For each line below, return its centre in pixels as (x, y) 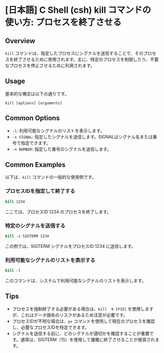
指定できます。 (36, 143)
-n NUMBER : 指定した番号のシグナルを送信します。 (62, 149)
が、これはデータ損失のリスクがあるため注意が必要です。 (70, 315)
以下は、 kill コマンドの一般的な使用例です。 (51, 177)
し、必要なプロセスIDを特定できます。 (51, 327)
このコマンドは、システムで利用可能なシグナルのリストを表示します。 (76, 280)
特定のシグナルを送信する (35, 226)
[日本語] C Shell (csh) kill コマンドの (78, 10)
